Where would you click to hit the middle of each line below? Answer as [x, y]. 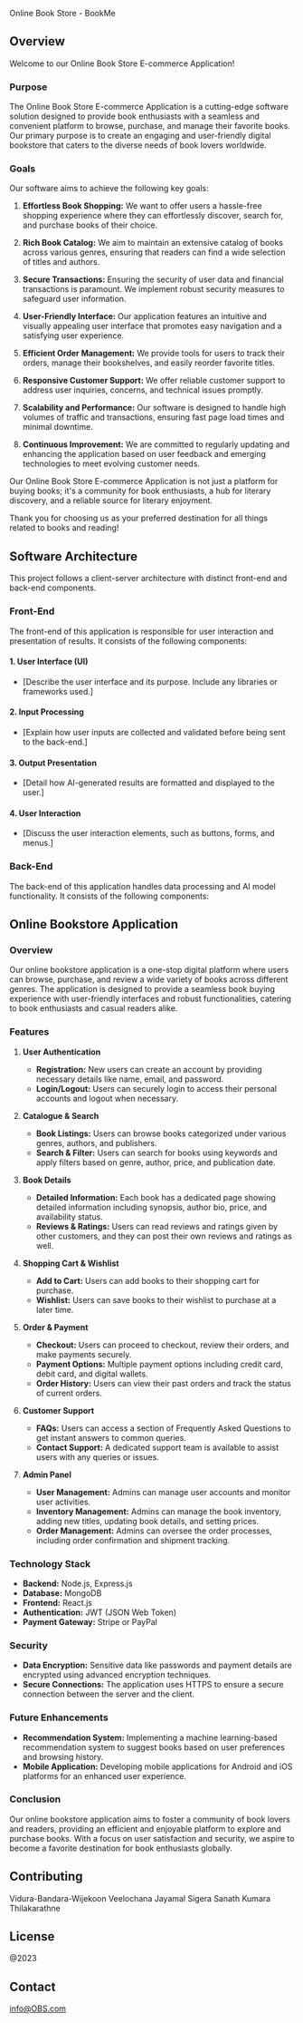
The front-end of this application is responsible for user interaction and [142, 631]
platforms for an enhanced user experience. [104, 1775]
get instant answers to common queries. [111, 1437]
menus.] [38, 843]
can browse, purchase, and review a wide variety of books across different [149, 979]
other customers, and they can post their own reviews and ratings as [164, 1236]
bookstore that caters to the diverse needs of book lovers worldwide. [138, 145]
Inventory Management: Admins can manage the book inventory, [159, 1511]
